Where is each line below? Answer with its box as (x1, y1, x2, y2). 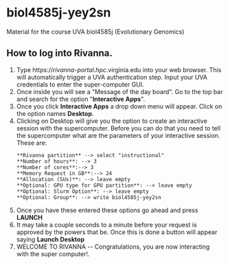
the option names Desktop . (16, 109, 94, 117)
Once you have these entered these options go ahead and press (16, 206, 198, 214)
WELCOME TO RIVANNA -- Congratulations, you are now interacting (16, 242, 210, 251)
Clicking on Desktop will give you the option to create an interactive (16, 117, 207, 125)
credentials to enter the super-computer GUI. (16, 80, 145, 89)
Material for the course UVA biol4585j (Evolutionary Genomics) (6, 27, 185, 36)
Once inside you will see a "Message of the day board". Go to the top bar (16, 87, 223, 95)
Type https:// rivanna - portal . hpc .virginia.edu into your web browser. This (16, 65, 222, 73)
